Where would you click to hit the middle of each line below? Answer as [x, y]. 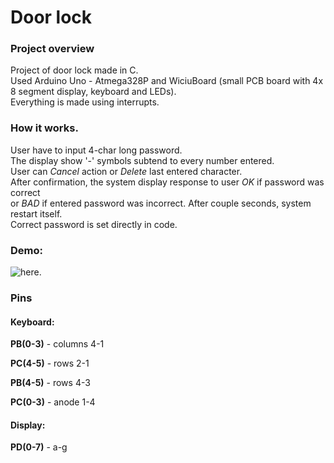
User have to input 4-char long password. [96, 150]
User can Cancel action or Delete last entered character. [126, 171]
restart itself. [36, 213]
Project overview [52, 49]
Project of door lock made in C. [74, 70]
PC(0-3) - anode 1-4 [53, 402]
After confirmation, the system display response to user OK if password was [167, 182]
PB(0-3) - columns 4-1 [57, 344]
